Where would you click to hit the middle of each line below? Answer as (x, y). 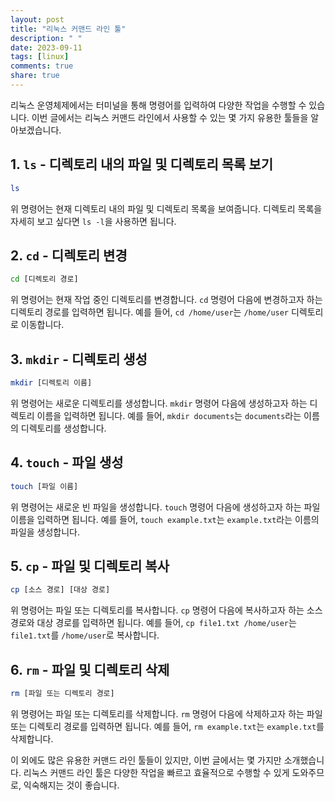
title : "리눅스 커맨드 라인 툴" (68, 29)
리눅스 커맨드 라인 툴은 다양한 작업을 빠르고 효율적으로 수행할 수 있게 (156, 772)
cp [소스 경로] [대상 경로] (60, 590)
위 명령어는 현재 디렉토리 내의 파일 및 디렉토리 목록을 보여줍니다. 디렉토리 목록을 (166, 208)
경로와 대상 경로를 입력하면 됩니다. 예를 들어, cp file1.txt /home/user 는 (153, 623)
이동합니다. (42, 325)
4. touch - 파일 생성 (67, 462)
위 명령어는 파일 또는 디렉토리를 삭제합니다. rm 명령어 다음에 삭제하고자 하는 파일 (166, 714)
